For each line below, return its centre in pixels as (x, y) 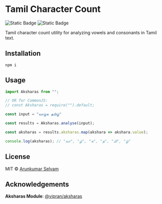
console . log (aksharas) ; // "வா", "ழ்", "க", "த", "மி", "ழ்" (68, 141)
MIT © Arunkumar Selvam (32, 169)
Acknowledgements (37, 184)
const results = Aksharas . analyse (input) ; (50, 123)
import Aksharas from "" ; (32, 92)
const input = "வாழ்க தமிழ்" (33, 114)
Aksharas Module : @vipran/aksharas (44, 196)
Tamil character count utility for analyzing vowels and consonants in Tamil (81, 32)
